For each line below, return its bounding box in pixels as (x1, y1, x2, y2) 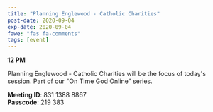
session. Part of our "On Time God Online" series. (7, 77, 153, 85)
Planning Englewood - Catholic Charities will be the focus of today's (7, 70, 207, 78)
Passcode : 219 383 (7, 98, 65, 106)
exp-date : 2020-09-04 (7, 23, 72, 30)
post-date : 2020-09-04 (7, 17, 75, 24)
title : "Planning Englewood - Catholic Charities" (7, 10, 160, 18)
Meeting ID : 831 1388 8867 (7, 91, 87, 99)
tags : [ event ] (7, 37, 50, 44)
